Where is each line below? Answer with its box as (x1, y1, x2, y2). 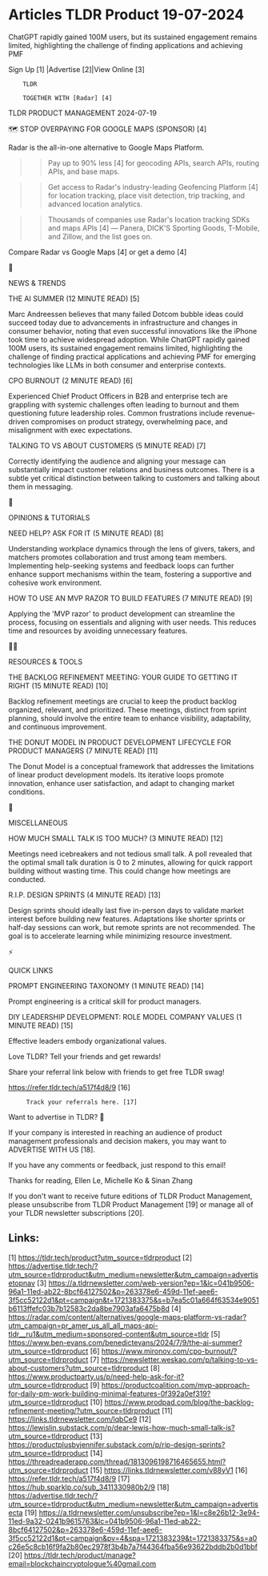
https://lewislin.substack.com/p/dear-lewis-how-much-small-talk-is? (8, 1422, 235, 1432)
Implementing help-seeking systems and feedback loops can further (8, 560, 234, 570)
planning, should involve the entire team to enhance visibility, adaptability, (8, 713, 252, 723)
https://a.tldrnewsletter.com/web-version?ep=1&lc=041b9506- (48, 1278, 254, 1288)
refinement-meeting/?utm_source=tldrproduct (8, 1406, 160, 1415)
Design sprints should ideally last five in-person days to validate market (8, 905, 244, 915)
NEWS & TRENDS (8, 278, 66, 287)
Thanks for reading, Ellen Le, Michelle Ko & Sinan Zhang (8, 1175, 194, 1185)
